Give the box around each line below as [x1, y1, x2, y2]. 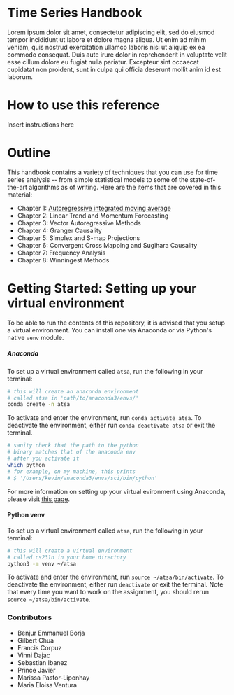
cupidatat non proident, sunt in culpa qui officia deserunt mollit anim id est [7, 65, 221, 73]
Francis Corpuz [17, 643, 62, 652]
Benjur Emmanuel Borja [17, 629, 85, 637]
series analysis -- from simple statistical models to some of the [7, 175, 189, 183]
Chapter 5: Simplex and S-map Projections [17, 233, 140, 242]
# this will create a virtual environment [7, 547, 133, 554]
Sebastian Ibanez [17, 658, 68, 666]
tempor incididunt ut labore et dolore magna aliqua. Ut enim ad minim [7, 35, 207, 43]
